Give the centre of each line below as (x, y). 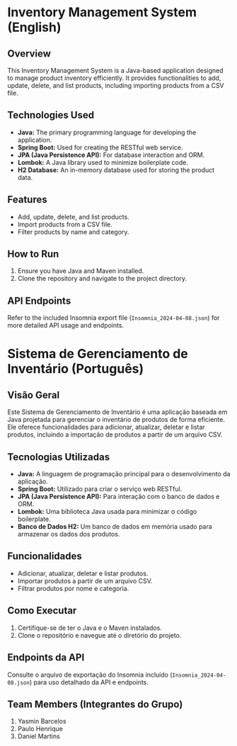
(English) (34, 27)
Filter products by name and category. (73, 231)
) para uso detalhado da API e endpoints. (89, 682)
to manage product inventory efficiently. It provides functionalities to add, (114, 78)
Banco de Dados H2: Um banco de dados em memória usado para (115, 527)
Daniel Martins (39, 736)
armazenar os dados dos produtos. (69, 534)
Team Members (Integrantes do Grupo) (95, 704)
